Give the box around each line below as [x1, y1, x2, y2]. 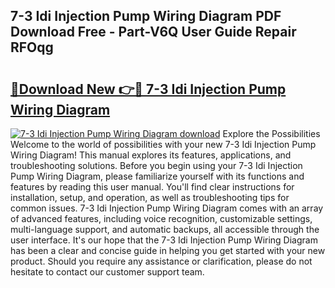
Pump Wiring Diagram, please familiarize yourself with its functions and [10, 170, 305, 182]
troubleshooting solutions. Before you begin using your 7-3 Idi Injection [10, 160, 303, 171]
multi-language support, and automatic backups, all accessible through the [10, 224, 320, 235]
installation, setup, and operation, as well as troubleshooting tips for [10, 192, 290, 203]
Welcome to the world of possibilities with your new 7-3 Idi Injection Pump [10, 139, 317, 150]
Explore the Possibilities [222, 128, 321, 139]
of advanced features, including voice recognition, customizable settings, [10, 213, 313, 224]
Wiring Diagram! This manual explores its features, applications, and [10, 149, 292, 161]
